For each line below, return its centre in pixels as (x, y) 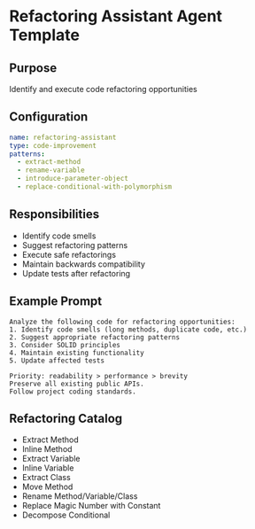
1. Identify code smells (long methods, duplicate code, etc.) (128, 330)
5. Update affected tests (57, 361)
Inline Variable (48, 468)
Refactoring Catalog (66, 418)
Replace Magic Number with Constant (91, 506)
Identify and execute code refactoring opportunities (103, 89)
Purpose (33, 68)
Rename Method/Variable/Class (80, 496)
